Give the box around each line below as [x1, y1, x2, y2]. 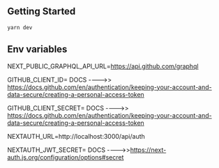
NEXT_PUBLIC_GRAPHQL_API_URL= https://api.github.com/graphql [7, 62, 199, 70]
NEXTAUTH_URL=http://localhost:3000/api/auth [7, 132, 145, 140]
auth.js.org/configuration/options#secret [7, 153, 124, 161]
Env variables [7, 43, 68, 55]
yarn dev [7, 24, 33, 31]
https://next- [130, 146, 167, 154]
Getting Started [7, 6, 76, 17]
